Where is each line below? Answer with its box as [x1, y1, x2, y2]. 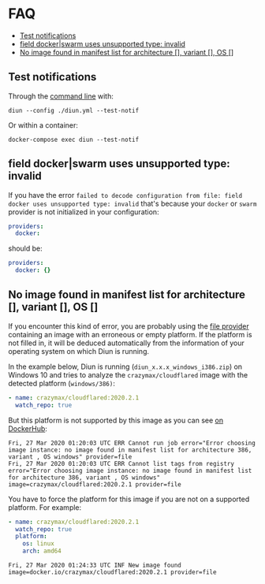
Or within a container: [8, 120, 79, 130]
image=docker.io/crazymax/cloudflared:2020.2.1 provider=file [8, 568, 217, 576]
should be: [8, 244, 43, 253]
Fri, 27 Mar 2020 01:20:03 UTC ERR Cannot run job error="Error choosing [8, 439, 256, 447]
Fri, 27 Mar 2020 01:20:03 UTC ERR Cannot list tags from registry [8, 459, 235, 467]
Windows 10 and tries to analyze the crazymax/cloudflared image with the [8, 370, 248, 379]
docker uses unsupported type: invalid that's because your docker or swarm [8, 199, 257, 208]
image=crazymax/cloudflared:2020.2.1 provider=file [8, 480, 181, 489]
